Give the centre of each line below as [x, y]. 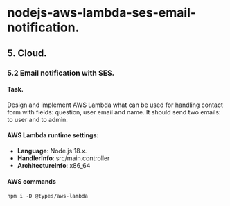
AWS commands [32, 181]
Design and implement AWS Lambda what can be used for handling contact [115, 105]
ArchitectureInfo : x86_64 [54, 165]
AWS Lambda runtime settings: [53, 135]
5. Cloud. [27, 53]
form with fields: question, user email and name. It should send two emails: [114, 112]
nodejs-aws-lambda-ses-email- [102, 13]
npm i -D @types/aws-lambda [48, 196]
